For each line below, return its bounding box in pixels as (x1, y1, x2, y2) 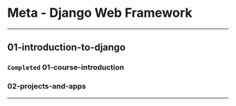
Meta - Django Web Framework (7, 5, 193, 21)
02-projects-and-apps (7, 81, 86, 91)
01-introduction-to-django (7, 41, 126, 53)
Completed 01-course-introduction (7, 62, 124, 72)
